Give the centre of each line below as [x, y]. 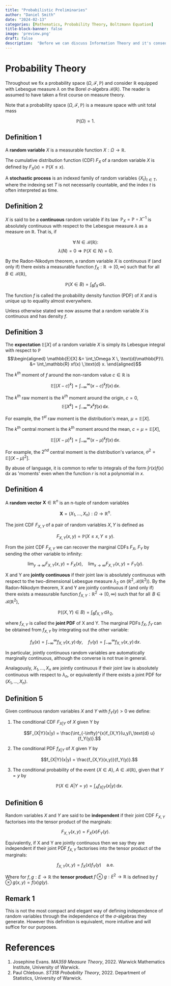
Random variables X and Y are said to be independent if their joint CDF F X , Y [85, 816]
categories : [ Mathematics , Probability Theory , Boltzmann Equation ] [79, 24]
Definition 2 [24, 206]
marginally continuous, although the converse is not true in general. [76, 658]
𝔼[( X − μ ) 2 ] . [17, 458]
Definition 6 [24, 803]
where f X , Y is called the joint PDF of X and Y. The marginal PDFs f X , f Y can [83, 624]
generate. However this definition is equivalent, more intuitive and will [78, 922]
